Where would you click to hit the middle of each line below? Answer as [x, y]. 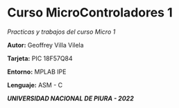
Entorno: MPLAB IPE [37, 72]
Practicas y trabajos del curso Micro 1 [61, 32]
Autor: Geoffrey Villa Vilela [46, 45]
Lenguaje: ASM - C [35, 85]
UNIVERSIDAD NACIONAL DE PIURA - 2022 [70, 98]
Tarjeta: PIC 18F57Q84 [40, 58]
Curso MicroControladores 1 [90, 13]
